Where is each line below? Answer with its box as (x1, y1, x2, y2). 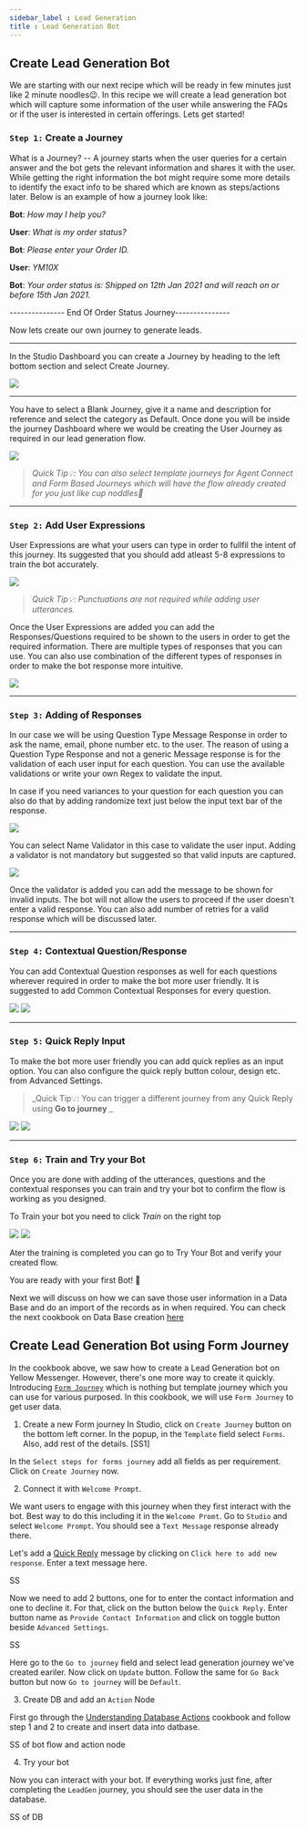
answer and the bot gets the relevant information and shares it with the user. (9, 161, 296, 173)
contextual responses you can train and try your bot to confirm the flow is (9, 1184, 286, 1194)
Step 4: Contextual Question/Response (9, 945, 188, 957)
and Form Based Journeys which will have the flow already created (31, 478, 287, 489)
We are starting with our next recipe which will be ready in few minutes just (9, 79, 291, 91)
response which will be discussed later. (9, 914, 158, 925)
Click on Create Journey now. (9, 1465, 120, 1476)
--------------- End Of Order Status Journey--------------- (9, 306, 230, 317)
